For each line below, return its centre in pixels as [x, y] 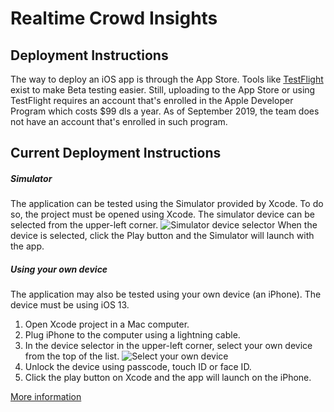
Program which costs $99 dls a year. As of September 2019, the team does [165, 111]
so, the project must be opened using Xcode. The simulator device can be [162, 214]
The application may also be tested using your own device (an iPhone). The [166, 294]
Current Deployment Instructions [116, 153]
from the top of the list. [72, 356]
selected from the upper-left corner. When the [164, 225]
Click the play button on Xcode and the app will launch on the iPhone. [168, 378]
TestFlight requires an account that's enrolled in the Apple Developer [152, 100]
